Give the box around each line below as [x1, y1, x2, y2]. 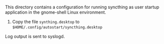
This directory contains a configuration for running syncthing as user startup [5, 4, 160, 10]
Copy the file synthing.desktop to [12, 19, 80, 24]
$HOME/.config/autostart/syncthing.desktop [12, 25, 103, 30]
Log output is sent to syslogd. [5, 34, 65, 39]
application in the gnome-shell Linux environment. [5, 9, 106, 15]
